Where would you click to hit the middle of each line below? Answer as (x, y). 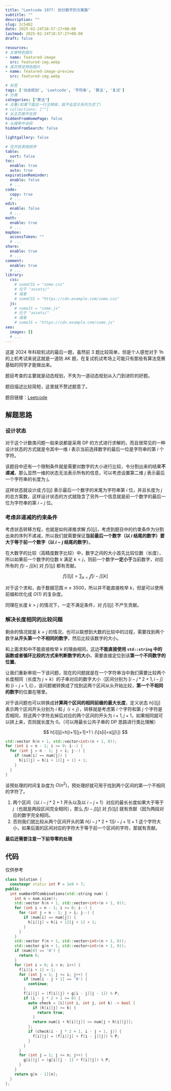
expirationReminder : (27, 175)
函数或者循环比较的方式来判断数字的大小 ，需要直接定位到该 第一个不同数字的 (85, 655)
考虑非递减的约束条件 (31, 518)
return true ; (51, 1012)
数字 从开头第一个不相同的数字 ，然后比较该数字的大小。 (63, 638)
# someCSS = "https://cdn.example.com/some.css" (67, 299)
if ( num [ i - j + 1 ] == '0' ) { (55, 979)
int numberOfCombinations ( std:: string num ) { (59, 894)
